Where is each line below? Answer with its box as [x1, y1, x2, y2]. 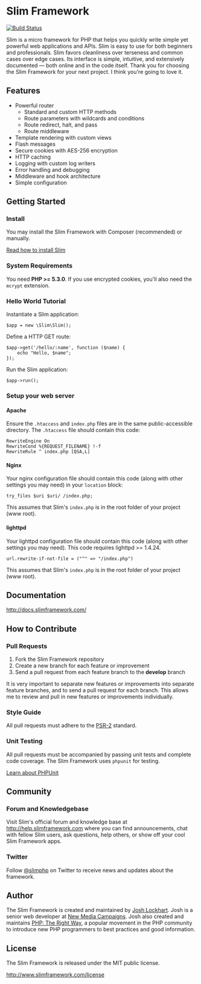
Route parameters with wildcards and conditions [24, 114, 145, 122]
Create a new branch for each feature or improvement [14, 662, 150, 669]
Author [6, 891, 33, 901]
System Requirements [6, 261, 73, 270]
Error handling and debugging [14, 166, 90, 173]
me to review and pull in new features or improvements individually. [6, 693, 174, 700]
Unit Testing [6, 737, 43, 746]
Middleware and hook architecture [14, 172, 101, 180]
